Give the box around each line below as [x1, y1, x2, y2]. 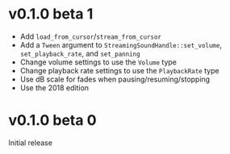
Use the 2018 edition [19, 82, 90, 93]
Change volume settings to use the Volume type [19, 57, 178, 67]
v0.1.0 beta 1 [8, 5, 94, 23]
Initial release [8, 138, 52, 148]
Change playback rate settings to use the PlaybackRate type [19, 65, 220, 75]
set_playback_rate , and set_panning [19, 48, 140, 58]
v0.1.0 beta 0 [8, 111, 97, 130]
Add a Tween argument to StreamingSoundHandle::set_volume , [19, 40, 222, 49]
